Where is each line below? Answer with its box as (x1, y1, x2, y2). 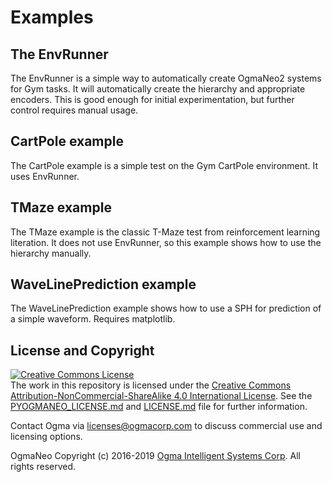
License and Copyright (10, 342, 155, 359)
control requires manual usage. (10, 104, 139, 116)
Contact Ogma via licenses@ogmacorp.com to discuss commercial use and (10, 420, 323, 432)
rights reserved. (10, 461, 77, 473)
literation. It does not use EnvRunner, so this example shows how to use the (10, 236, 322, 248)
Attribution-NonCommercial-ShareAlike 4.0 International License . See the (10, 390, 313, 402)
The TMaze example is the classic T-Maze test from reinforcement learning (10, 226, 321, 238)
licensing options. (10, 431, 83, 443)
